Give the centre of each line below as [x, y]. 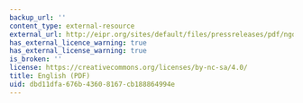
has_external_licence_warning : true [78, 43]
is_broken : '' [36, 59]
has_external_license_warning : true [78, 51]
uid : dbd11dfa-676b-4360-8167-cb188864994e [92, 84]
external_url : [36, 34]
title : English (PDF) [50, 76]
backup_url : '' [38, 17]
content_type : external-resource [72, 26]
